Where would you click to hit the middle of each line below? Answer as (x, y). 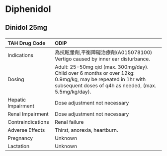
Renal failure (69, 122)
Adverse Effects (26, 130)
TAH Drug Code (27, 43)
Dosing (16, 79)
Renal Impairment (28, 114)
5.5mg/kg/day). (73, 92)
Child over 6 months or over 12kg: (95, 73)
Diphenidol (28, 9)
